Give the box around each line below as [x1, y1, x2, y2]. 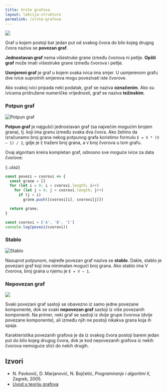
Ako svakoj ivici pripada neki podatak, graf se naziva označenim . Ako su [5, 84, 155, 90]
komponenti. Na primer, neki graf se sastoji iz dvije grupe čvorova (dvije [5, 312, 153, 318]
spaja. [5, 322, 18, 328]
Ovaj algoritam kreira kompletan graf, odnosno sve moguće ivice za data [5, 149, 155, 155]
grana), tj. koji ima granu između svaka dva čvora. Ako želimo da [5, 128, 138, 135]
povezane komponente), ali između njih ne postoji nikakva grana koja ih [5, 317, 152, 323]
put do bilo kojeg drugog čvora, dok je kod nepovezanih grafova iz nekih [5, 337, 154, 343]
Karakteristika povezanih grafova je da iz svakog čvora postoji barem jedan [5, 332, 160, 338]
